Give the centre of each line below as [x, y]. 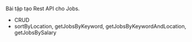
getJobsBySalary [35, 33]
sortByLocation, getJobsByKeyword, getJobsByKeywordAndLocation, [100, 26]
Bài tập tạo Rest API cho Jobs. [43, 9]
